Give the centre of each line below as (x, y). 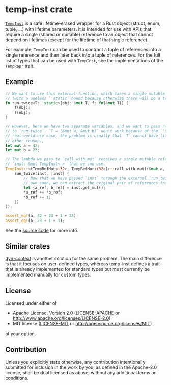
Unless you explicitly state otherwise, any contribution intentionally (75, 362)
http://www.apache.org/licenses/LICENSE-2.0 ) (62, 318)
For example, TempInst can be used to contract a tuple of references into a (83, 49)
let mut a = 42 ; (22, 145)
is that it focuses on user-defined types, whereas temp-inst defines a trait (83, 264)
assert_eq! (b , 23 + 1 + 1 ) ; (35, 221)
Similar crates (28, 246)
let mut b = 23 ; (22, 150)
